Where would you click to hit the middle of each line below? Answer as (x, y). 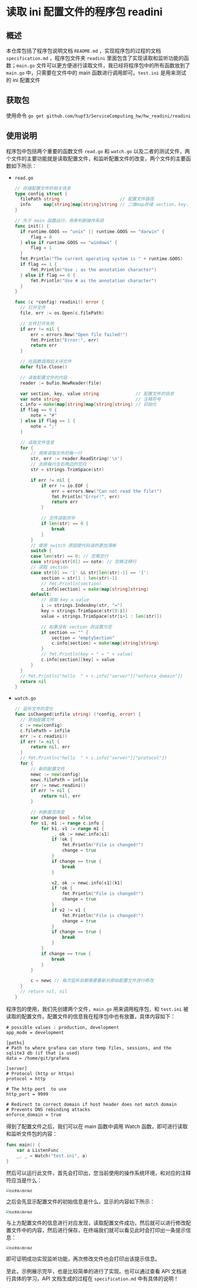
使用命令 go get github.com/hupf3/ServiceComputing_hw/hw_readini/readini (98, 116)
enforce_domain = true (34, 1115)
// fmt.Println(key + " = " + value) (87, 654)
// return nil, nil (44, 992)
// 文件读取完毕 (58, 518)
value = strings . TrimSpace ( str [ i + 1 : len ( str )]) (101, 616)
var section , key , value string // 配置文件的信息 (97, 394)
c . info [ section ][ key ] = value (78, 660)
